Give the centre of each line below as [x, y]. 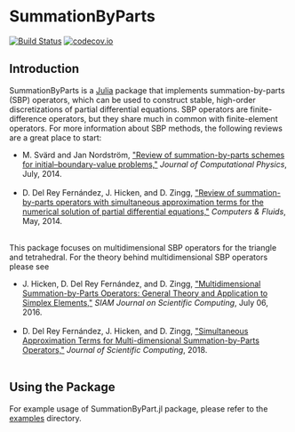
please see [29, 266]
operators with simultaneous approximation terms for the [159, 202]
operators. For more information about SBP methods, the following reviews [146, 128]
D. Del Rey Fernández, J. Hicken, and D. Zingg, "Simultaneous [135, 331]
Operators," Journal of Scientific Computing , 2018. [115, 349]
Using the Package [62, 387]
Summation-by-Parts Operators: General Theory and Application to [145, 293]
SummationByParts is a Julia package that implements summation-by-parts [147, 90]
